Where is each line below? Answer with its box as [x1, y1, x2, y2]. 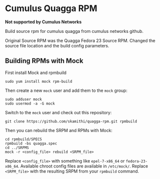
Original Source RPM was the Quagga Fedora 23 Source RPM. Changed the [5, 37, 156, 44]
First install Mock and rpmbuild [5, 70, 67, 75]
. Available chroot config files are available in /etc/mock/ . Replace [17, 163, 148, 169]
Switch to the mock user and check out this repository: [5, 109, 112, 115]
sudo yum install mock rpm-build [5, 79, 73, 84]
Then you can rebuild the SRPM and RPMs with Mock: [5, 127, 113, 133]
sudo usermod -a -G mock [5, 101, 55, 106]
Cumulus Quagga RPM [5, 3, 98, 14]
